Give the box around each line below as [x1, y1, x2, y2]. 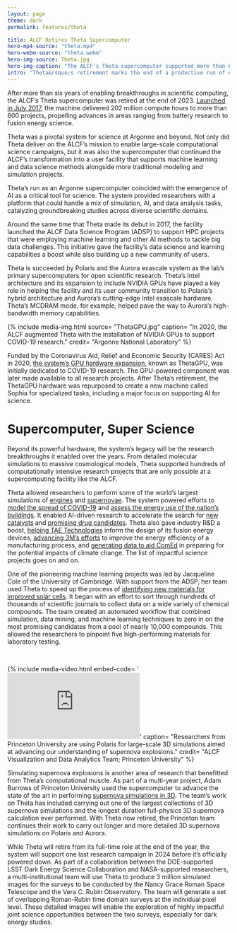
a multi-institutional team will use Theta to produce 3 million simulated [7, 872, 211, 881]
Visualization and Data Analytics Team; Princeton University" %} [7, 755, 195, 763]
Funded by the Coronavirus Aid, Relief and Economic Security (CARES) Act [7, 351, 225, 359]
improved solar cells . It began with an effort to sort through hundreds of [7, 592, 216, 601]
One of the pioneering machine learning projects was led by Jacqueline [7, 569, 215, 578]
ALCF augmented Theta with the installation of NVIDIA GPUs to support [7, 330, 215, 338]
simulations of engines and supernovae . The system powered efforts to [7, 496, 215, 504]
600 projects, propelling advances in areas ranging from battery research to [7, 111, 229, 120]
